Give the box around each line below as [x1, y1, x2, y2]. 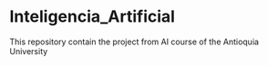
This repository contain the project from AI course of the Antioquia [9, 36, 260, 47]
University [9, 45, 48, 56]
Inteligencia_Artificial [9, 6, 176, 27]
